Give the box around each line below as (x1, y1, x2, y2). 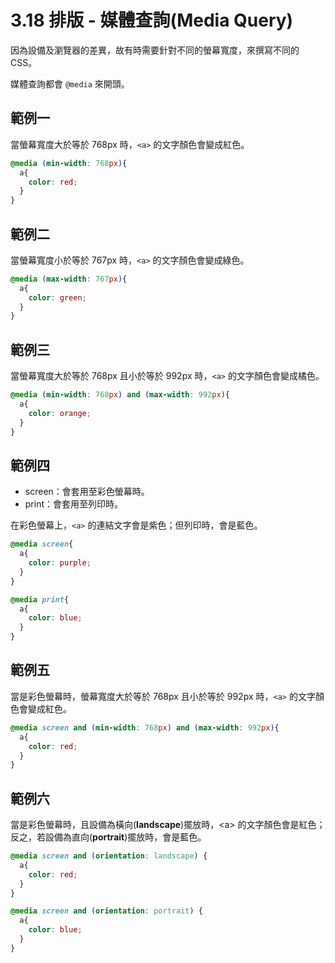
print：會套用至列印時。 (24, 498, 124, 510)
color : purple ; (28, 558, 92, 568)
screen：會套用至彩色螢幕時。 (24, 486, 150, 498)
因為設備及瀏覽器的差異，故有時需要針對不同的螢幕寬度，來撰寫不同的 (10, 44, 300, 56)
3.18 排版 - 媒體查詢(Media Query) (10, 9, 294, 32)
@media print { (10, 594, 70, 605)
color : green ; (28, 292, 87, 303)
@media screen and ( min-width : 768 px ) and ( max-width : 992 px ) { (10, 722, 280, 733)
